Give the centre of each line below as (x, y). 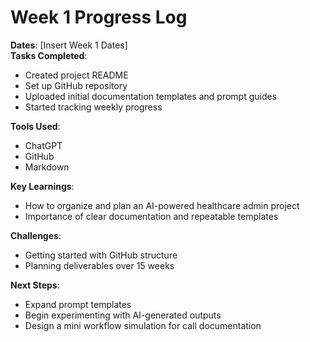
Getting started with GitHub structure (101, 255)
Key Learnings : (42, 186)
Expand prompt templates (78, 304)
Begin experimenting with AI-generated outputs (123, 315)
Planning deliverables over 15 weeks (99, 265)
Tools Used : (35, 126)
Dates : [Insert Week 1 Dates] (69, 45)
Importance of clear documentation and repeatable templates (151, 216)
